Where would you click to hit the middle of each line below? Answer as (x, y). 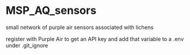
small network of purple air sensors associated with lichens (80, 27)
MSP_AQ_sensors (51, 11)
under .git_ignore (27, 45)
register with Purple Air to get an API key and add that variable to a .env (95, 39)
